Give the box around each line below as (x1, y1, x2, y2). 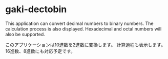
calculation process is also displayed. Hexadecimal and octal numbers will (5, 25, 162, 32)
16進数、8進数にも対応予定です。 (5, 48, 75, 54)
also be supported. (5, 31, 45, 37)
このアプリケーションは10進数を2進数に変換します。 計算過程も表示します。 (5, 42, 165, 48)
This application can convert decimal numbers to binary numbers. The (5, 20, 154, 26)
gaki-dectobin (5, 4, 67, 15)
